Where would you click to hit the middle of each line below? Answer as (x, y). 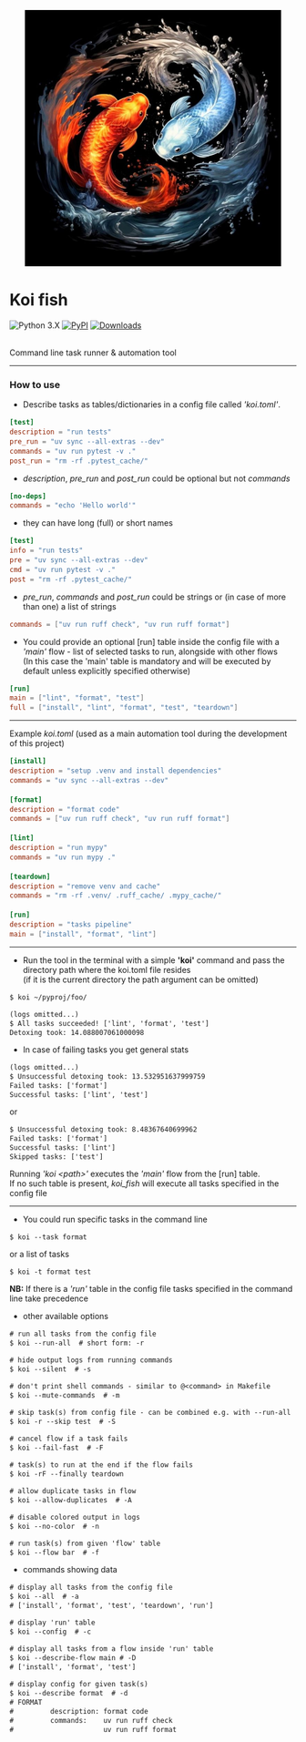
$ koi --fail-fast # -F (56, 1448)
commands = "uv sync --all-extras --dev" (89, 780)
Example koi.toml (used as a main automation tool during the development (148, 733)
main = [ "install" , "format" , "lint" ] (83, 934)
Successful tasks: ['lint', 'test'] (79, 1094)
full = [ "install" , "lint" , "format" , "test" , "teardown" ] (124, 708)
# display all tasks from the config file (91, 1587)
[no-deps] (28, 496)
